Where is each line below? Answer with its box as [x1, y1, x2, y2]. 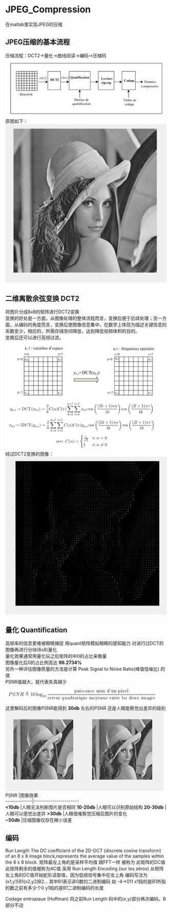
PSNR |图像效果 [5, 792, 38, 798]
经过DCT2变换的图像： [5, 451, 54, 457]
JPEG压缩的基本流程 [5, 38, 70, 47]
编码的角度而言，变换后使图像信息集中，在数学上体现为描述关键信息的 [18, 321, 167, 328]
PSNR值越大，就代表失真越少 [5, 679, 67, 685]
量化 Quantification [5, 625, 68, 634]
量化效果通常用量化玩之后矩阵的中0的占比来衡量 [5, 653, 107, 659]
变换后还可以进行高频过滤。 [5, 334, 64, 341]
